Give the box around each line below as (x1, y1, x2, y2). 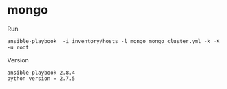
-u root (7, 44, 30, 51)
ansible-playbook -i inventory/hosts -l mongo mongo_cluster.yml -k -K (7, 38, 220, 44)
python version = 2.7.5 (7, 75, 76, 82)
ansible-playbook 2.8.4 (7, 69, 76, 76)
